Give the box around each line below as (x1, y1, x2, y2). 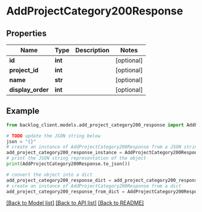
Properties (6, 28, 47, 39)
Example (6, 106, 40, 116)
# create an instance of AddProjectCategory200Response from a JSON (6, 144, 182, 150)
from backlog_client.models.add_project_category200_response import (6, 122, 185, 128)
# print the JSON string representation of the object (6, 155, 147, 161)
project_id (9, 66, 39, 74)
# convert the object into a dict (6, 172, 93, 178)
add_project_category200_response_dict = (6, 177, 112, 183)
